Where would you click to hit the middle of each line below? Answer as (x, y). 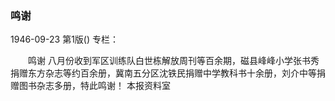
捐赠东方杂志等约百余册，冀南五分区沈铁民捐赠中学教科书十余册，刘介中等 (163, 73)
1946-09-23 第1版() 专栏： (64, 39)
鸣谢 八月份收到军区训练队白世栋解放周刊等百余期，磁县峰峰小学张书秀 (173, 61)
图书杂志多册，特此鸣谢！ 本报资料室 (94, 86)
